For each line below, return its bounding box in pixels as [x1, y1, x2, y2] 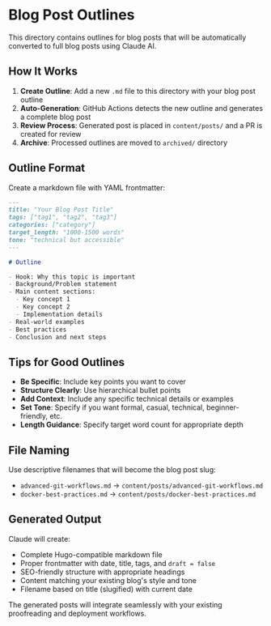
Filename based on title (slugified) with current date [19, 584, 193, 594]
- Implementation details [15, 310, 104, 318]
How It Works [8, 65, 78, 79]
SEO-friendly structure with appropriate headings [19, 567, 185, 577]
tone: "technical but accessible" [8, 236, 125, 244]
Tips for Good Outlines [8, 355, 125, 369]
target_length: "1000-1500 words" [8, 228, 125, 236]
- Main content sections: [8, 287, 95, 296]
